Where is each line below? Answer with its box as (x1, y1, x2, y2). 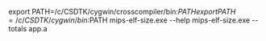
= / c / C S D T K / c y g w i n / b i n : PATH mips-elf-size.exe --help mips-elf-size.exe (8, 15, 251, 25)
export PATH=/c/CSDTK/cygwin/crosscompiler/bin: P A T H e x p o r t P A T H (8, 7, 236, 16)
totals (8, 24, 27, 33)
